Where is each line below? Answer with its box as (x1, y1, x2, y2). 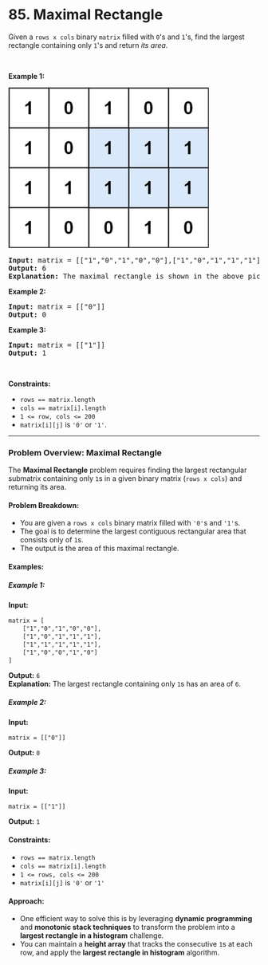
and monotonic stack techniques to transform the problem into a (19, 923, 235, 932)
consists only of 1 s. (19, 535, 84, 545)
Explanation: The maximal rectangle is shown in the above (8, 271, 245, 281)
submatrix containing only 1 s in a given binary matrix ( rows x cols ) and (8, 474, 242, 483)
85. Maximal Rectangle (8, 6, 164, 24)
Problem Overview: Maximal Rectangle (8, 447, 162, 458)
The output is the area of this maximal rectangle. (19, 544, 179, 553)
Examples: (8, 562, 44, 572)
